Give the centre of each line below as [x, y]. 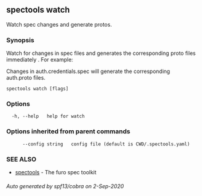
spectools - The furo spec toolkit [55, 172]
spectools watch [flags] [37, 89]
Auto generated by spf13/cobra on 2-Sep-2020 [65, 186]
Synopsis [20, 40]
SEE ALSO [21, 159]
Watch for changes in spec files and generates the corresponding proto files [101, 53]
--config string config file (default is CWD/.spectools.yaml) [106, 144]
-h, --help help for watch [48, 116]
